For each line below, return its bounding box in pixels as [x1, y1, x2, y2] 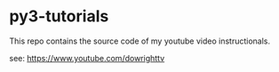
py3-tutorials [9, 6, 109, 27]
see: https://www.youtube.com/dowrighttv [9, 52, 165, 63]
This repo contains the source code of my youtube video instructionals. [9, 36, 271, 46]
